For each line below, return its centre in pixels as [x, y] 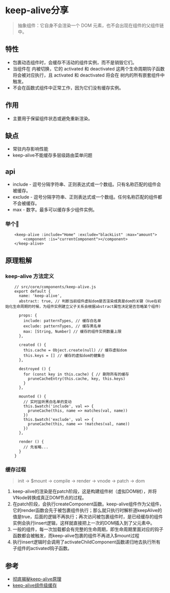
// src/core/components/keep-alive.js [55, 287]
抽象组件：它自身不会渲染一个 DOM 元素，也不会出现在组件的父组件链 [91, 25]
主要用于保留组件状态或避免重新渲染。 [52, 118]
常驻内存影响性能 [30, 149]
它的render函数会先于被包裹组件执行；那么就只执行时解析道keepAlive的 [87, 510]
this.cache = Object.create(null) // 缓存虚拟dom [75, 350]
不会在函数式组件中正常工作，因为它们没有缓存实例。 [68, 88]
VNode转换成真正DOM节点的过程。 [50, 498]
